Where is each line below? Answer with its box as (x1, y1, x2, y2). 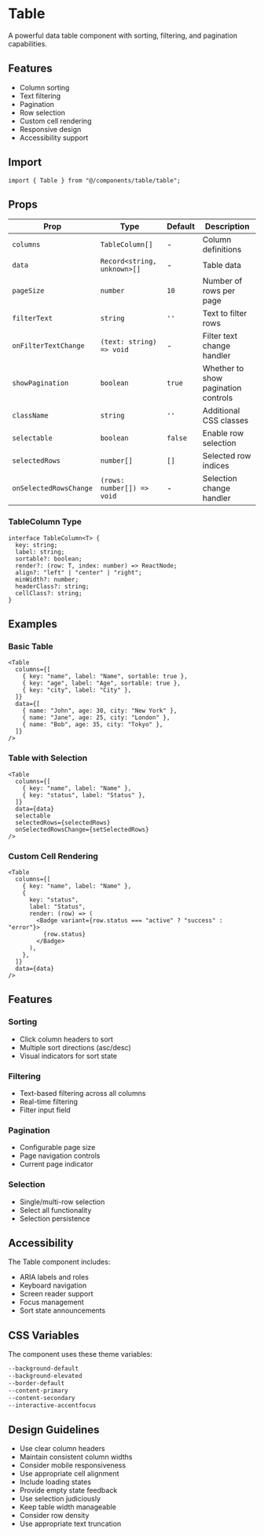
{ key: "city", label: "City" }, (22, 686, 132, 694)
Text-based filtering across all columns (19, 1088, 146, 1097)
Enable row (202, 428, 244, 439)
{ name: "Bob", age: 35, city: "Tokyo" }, (22, 721, 163, 729)
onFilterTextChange (12, 341, 85, 351)
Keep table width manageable (19, 1502, 116, 1512)
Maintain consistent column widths (19, 1452, 133, 1462)
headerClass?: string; (15, 582, 90, 590)
